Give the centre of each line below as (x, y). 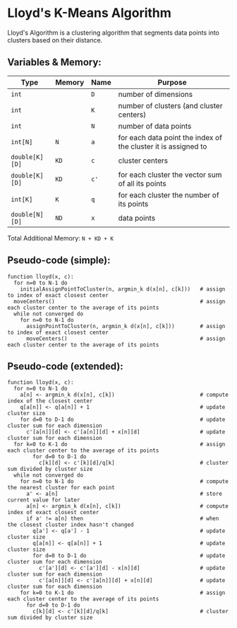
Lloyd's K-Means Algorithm (89, 13)
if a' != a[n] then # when (122, 519)
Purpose (172, 82)
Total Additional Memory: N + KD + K (61, 238)
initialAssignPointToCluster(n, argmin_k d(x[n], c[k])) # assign (123, 289)
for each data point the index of (170, 137)
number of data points (155, 126)
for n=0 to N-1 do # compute (124, 482)
